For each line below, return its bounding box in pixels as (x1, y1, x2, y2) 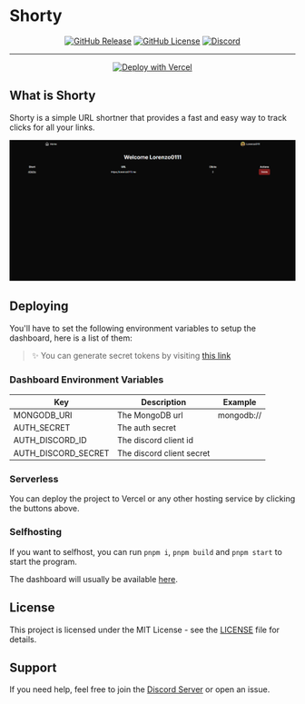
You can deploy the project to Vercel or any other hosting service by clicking (9, 493, 296, 504)
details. (9, 633, 37, 645)
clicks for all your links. (9, 122, 95, 133)
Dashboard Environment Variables (9, 373, 164, 386)
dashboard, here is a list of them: (9, 332, 133, 343)
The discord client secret (116, 447, 211, 459)
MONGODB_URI (13, 410, 73, 421)
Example (222, 396, 257, 407)
